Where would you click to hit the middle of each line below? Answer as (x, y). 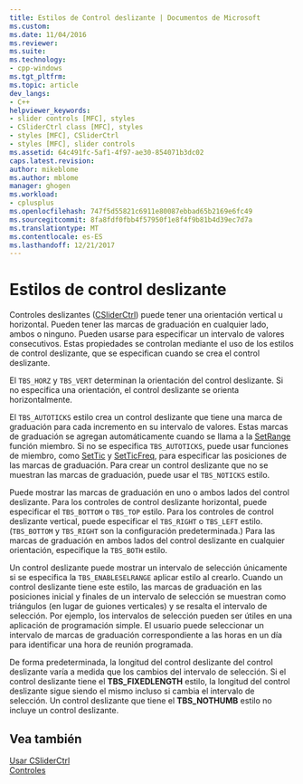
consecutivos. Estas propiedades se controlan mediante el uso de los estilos (151, 344)
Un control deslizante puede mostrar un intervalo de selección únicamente (148, 568)
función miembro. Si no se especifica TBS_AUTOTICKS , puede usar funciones (149, 446)
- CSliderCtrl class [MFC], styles (76, 128)
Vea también (46, 739)
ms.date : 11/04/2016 (48, 34)
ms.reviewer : (34, 43)
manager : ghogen (40, 186)
